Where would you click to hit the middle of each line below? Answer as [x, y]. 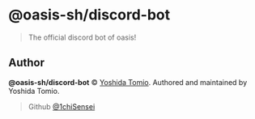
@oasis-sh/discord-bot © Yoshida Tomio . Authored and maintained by [128, 82]
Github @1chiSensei [62, 106]
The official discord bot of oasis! [82, 37]
